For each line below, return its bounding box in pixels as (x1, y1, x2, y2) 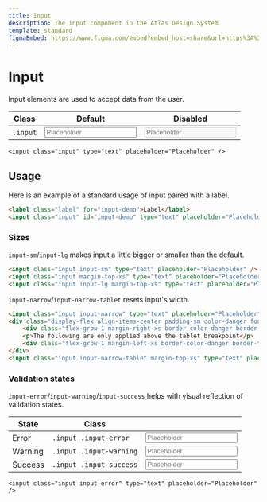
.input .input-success (52, 460, 138, 469)
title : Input (8, 11, 52, 20)
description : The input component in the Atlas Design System (8, 19, 219, 27)
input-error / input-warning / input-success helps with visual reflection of (8, 391, 244, 401)
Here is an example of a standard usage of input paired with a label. (8, 190, 230, 200)
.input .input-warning (52, 446, 138, 456)
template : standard (8, 26, 73, 34)
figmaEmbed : (8, 33, 48, 42)
